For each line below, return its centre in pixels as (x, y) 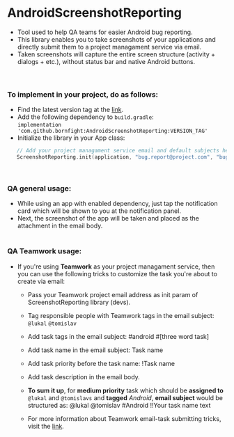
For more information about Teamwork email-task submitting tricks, (124, 418)
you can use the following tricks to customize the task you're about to (117, 273)
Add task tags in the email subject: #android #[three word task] (118, 336)
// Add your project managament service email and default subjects (118, 151)
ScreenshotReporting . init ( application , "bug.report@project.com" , (115, 157)
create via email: (41, 281)
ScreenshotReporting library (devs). (79, 302)
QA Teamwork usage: (45, 251)
